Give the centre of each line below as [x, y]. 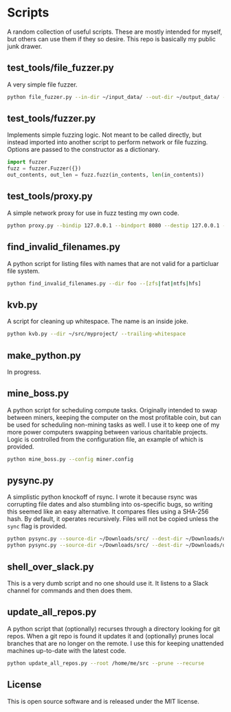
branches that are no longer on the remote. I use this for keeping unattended [115, 643]
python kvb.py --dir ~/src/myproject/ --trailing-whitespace [97, 334]
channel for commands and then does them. [70, 590]
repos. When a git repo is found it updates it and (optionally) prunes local [111, 636]
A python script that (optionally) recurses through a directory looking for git [114, 628]
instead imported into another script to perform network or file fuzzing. [108, 142]
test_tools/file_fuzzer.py [61, 68]
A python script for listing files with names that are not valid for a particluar [113, 263]
